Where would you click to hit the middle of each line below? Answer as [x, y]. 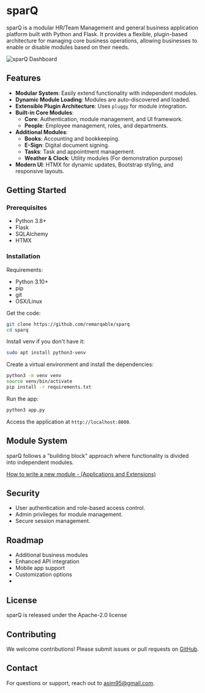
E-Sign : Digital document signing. [67, 145]
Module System [37, 441]
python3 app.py [26, 410]
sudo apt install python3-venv [46, 353]
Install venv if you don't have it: [46, 342]
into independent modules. [40, 462]
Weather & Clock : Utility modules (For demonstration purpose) [103, 158]
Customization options [43, 575]
